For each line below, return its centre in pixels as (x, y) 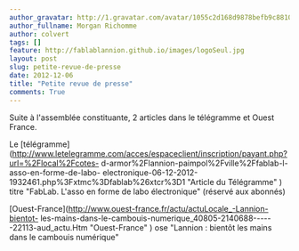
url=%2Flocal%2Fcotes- (54, 163)
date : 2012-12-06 (41, 76)
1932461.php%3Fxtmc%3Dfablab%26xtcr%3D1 (97, 182)
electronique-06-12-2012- (150, 172)
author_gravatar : (41, 17)
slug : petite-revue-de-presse (65, 68)
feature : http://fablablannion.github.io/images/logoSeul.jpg (127, 51)
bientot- (24, 218)
